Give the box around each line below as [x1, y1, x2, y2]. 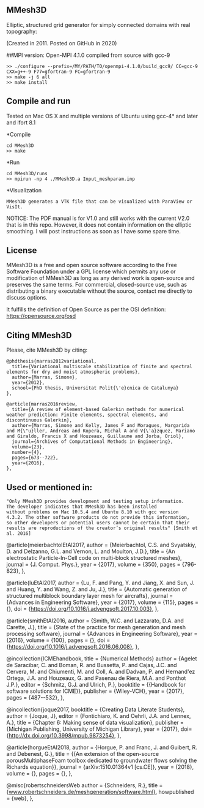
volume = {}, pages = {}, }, [6, 770, 73, 777]
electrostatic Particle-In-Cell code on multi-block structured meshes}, [6, 554, 182, 562]
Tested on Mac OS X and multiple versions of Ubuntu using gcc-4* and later [6, 112, 199, 119]
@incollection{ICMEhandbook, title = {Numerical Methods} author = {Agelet [6, 655, 197, 662]
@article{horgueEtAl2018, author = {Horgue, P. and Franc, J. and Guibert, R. [6, 744, 197, 751]
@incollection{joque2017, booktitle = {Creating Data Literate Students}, [6, 706, 185, 713]
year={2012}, [12, 380, 45, 386]
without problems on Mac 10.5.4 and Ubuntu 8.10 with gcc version [6, 509, 179, 515]
